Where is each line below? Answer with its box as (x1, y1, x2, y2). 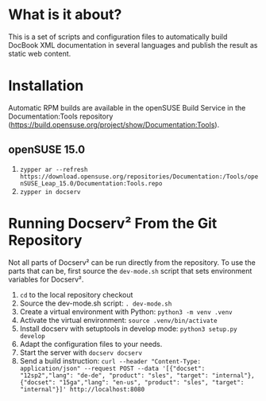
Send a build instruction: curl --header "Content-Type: (19, 356, 201, 365)
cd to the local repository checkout (19, 290, 133, 299)
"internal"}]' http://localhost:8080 (19, 385, 145, 393)
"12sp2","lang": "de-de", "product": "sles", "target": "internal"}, (19, 372, 256, 380)
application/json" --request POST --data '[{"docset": (19, 364, 206, 372)
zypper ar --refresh (19, 165, 88, 173)
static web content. (8, 49, 71, 58)
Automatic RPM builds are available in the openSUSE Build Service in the (8, 103, 246, 112)
